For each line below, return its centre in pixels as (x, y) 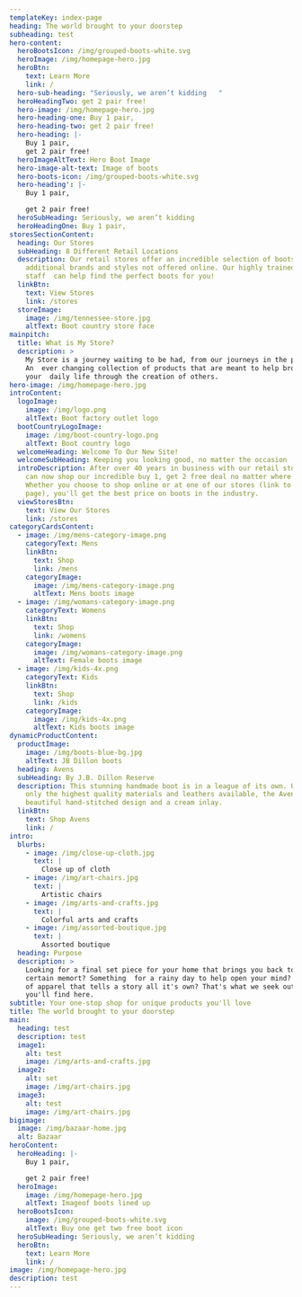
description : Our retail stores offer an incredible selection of (144, 260)
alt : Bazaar (40, 1137)
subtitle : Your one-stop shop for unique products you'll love (130, 1003)
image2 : (32, 1070)
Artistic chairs (72, 894)
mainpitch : (30, 335)
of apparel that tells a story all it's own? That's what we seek (152, 986)
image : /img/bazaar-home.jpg (72, 1129)
